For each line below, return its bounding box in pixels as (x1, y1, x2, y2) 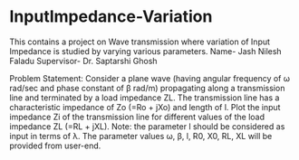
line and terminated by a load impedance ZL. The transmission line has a (9, 92, 280, 103)
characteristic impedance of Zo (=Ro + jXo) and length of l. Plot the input (9, 101, 281, 112)
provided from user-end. (9, 140, 101, 151)
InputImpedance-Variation (9, 6, 213, 27)
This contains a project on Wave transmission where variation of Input (9, 36, 270, 47)
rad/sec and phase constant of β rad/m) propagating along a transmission (9, 82, 285, 93)
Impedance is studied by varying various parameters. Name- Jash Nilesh (9, 45, 283, 56)
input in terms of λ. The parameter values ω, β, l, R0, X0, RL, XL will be (9, 130, 273, 141)
